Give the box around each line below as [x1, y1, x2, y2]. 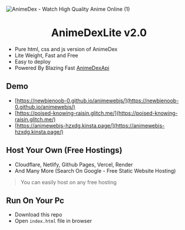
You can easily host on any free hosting [20, 178, 117, 185]
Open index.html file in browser [14, 218, 92, 225]
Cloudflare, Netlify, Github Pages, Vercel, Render [14, 161, 134, 168]
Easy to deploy [14, 58, 51, 65]
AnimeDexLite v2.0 [51, 26, 147, 39]
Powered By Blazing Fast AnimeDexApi [14, 64, 110, 71]
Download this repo [14, 211, 62, 218]
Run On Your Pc [6, 195, 65, 205]
